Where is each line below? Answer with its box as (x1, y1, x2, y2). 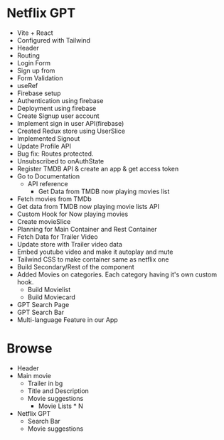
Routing (16, 51, 41, 60)
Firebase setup (16, 89, 61, 97)
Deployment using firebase (16, 104, 97, 112)
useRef (16, 81, 38, 90)
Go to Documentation (16, 172, 80, 181)
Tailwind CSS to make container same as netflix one (16, 254, 169, 264)
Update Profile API (16, 141, 72, 150)
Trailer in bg (27, 379, 63, 387)
